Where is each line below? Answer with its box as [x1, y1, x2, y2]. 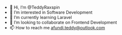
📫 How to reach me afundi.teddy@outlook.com [9, 25, 105, 30]
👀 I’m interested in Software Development [9, 9, 93, 15]
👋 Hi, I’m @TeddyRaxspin [9, 5, 60, 10]
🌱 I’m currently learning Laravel [9, 15, 72, 20]
